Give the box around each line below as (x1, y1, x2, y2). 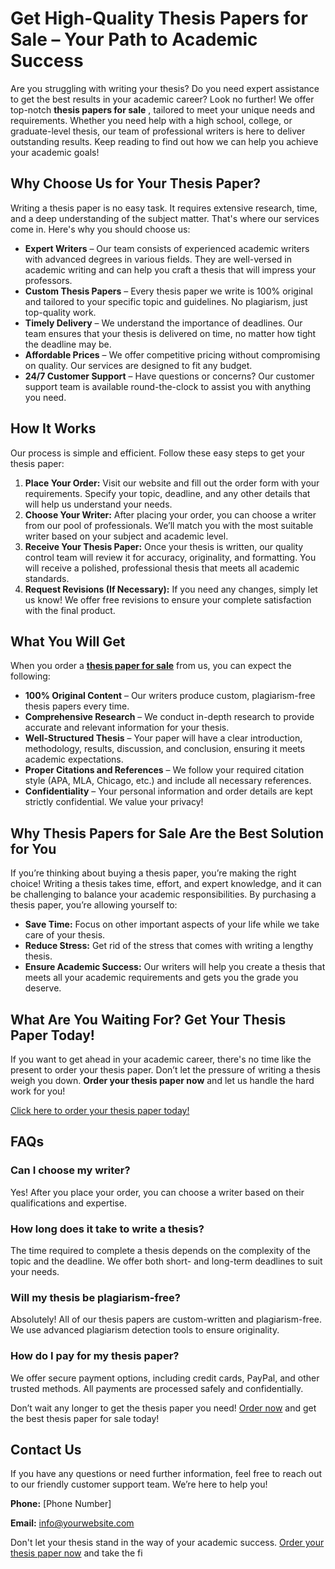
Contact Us (10, 1441, 82, 1458)
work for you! (10, 1085, 66, 1097)
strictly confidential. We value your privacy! (24, 796, 204, 808)
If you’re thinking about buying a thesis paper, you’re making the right (10, 867, 297, 879)
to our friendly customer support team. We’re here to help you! (10, 1478, 268, 1491)
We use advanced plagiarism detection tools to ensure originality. (10, 1324, 280, 1336)
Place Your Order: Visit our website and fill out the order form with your (24, 477, 320, 489)
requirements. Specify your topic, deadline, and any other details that (24, 487, 311, 499)
